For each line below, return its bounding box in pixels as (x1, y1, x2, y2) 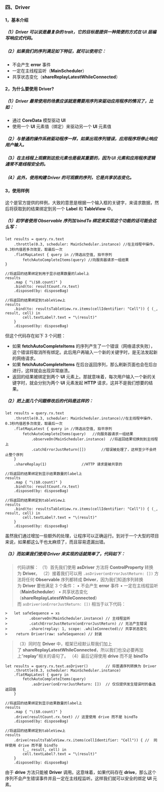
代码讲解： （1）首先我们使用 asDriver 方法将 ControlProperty (17, 564, 144, 570)
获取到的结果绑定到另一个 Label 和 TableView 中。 (13, 206, 116, 211)
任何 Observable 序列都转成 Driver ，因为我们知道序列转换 (25, 576, 143, 582)
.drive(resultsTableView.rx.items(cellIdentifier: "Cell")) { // (14, 738, 150, 743)
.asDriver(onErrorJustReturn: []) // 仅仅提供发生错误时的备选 (31, 681, 156, 687)
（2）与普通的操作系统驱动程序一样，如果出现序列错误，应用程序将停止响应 (5, 136, 158, 142)
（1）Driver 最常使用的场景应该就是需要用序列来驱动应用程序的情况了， (5, 98, 149, 104)
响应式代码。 (9, 35, 35, 41)
